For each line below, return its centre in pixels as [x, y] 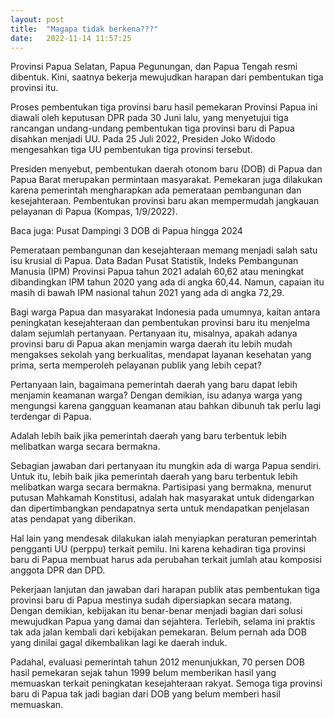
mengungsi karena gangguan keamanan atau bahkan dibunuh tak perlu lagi [166, 406]
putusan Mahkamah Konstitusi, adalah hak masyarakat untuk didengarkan [162, 498]
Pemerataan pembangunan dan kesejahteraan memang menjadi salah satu [164, 250]
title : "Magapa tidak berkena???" [84, 29]
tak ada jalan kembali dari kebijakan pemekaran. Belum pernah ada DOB [158, 632]
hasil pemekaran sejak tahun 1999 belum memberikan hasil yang [143, 673]
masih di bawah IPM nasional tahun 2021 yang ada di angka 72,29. [147, 293]
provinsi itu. [34, 88]
